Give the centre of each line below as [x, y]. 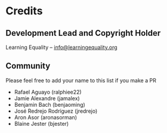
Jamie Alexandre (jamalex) [47, 98]
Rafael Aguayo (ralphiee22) [48, 92]
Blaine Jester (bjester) [41, 123]
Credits [24, 11]
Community [28, 66]
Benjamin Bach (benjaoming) [50, 104]
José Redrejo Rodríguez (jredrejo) [56, 111]
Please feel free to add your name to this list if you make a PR [81, 80]
